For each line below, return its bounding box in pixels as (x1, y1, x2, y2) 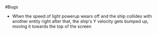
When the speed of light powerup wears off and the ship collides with (12, 13, 152, 19)
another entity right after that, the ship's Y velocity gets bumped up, (12, 19, 149, 24)
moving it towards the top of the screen (12, 23, 92, 29)
